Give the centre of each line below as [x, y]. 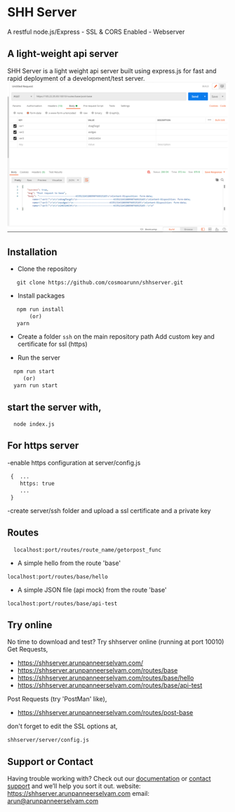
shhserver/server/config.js [48, 740]
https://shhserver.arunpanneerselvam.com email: [78, 794]
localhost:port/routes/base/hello [58, 577]
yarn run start [36, 386]
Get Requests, [28, 649]
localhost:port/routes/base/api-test [62, 603]
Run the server [39, 358]
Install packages [41, 296]
